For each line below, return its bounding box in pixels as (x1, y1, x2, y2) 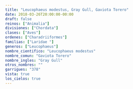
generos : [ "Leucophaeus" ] (5, 44, 58, 49)
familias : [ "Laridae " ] (5, 40, 54, 44)
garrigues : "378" (5, 67, 41, 72)
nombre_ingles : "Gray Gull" (5, 58, 63, 63)
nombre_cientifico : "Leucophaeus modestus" (5, 48, 96, 53)
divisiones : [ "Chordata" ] (5, 26, 58, 31)
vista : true (5, 72, 30, 77)
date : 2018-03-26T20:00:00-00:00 (5, 12, 74, 17)
